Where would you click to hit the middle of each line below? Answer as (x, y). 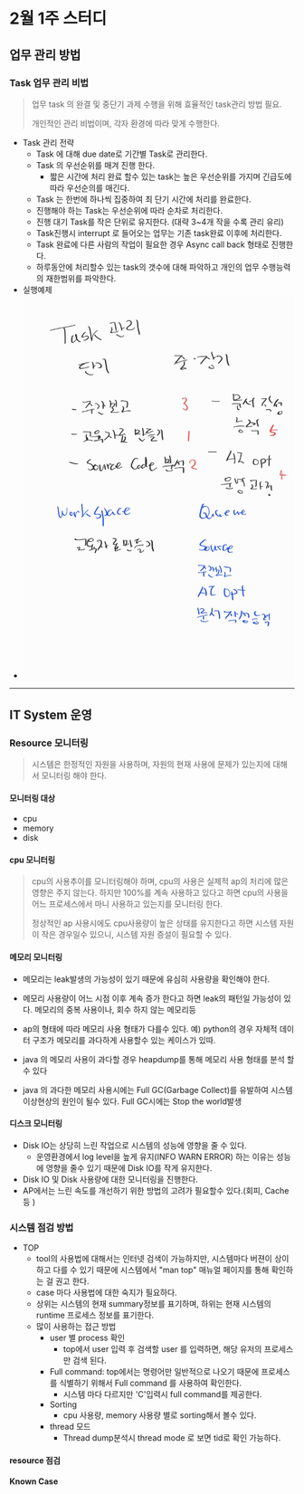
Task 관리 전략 (48, 142)
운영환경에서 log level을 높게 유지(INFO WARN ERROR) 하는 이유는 (155, 1156)
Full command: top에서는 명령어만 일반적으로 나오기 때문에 (154, 1372)
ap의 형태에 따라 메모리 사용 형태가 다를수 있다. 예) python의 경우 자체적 (150, 1029)
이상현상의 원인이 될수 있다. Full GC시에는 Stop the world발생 (132, 1101)
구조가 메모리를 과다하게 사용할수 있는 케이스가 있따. (124, 1040)
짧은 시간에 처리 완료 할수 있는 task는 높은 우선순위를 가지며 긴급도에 (171, 176)
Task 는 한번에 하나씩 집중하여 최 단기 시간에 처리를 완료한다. (143, 199)
